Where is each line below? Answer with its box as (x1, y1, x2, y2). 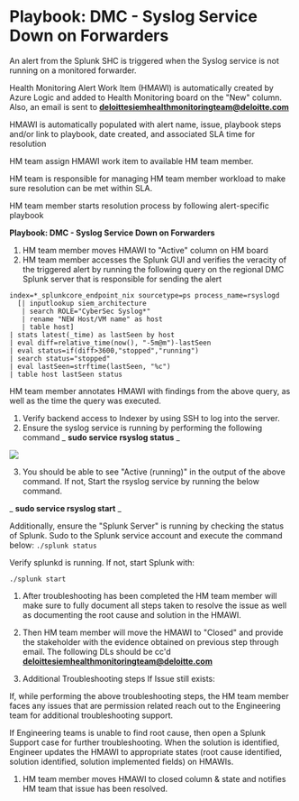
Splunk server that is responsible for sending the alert (22, 273, 222, 284)
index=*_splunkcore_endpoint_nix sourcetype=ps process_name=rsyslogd (9, 290, 280, 299)
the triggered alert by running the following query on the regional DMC (22, 263, 285, 274)
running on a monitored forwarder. (9, 65, 137, 76)
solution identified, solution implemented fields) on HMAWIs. (9, 756, 234, 767)
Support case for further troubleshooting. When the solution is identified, (9, 737, 280, 748)
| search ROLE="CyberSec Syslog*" (21, 307, 151, 316)
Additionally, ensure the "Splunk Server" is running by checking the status (9, 520, 285, 531)
